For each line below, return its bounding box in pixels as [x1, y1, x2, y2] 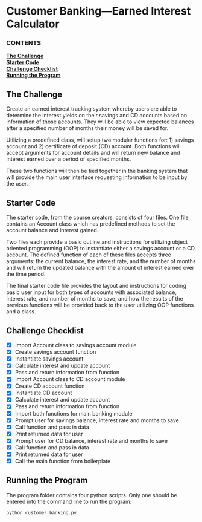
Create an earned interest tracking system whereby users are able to [6, 105, 177, 113]
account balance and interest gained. [6, 227, 99, 234]
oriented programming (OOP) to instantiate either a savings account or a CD [6, 245, 195, 252]
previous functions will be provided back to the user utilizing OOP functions [6, 301, 194, 309]
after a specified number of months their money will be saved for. [6, 125, 169, 132]
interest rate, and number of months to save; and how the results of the [6, 295, 184, 302]
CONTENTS [6, 39, 42, 47]
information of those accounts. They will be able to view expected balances [6, 118, 194, 125]
